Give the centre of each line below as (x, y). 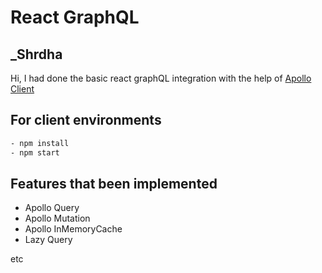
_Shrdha (36, 54)
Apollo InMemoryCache (73, 229)
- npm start (35, 152)
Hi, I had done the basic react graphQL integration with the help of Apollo (161, 78)
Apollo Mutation (57, 218)
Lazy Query (48, 240)
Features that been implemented (114, 183)
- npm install (40, 143)
